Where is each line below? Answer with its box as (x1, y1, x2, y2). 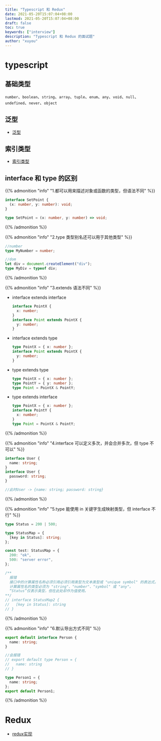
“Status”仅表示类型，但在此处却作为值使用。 (9, 589, 88, 594)
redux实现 (12, 731, 32, 737)
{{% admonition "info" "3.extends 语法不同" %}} (5, 285, 101, 291)
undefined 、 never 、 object (5, 100, 57, 106)
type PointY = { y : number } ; (12, 381, 74, 386)
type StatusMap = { (5, 531, 45, 535)
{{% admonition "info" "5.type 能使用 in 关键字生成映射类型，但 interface (5, 506, 150, 512)
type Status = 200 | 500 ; (5, 522, 57, 527)
